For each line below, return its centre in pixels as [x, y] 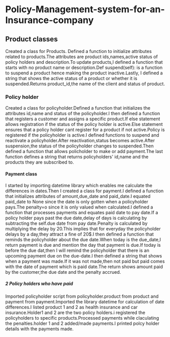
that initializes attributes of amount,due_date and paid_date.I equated [78, 196]
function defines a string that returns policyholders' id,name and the [77, 157]
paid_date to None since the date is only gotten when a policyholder [77, 201]
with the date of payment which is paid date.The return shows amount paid [84, 267]
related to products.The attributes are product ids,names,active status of [82, 57]
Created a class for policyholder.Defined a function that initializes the [78, 108]
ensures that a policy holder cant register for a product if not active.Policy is [85, 130]
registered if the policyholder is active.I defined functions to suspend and [82, 135]
